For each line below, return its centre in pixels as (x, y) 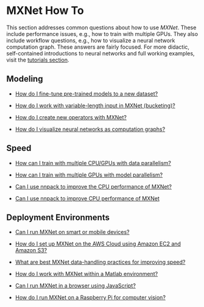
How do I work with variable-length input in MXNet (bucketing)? (95, 105)
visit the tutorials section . (38, 60)
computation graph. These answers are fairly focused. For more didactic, (98, 47)
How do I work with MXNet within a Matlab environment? (86, 274)
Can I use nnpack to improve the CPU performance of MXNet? (93, 186)
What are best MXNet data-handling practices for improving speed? (100, 262)
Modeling (25, 79)
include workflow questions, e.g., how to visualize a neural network (91, 40)
